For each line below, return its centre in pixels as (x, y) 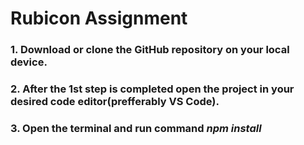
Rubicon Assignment (99, 18)
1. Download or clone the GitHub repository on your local (150, 50)
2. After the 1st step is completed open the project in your (152, 89)
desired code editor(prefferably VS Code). (115, 102)
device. (29, 62)
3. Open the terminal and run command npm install (136, 128)
